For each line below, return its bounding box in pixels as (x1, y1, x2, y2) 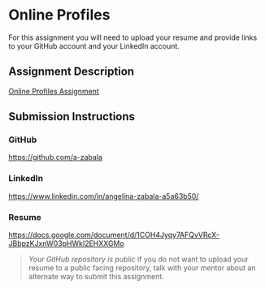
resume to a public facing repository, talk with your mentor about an (28, 263, 256, 273)
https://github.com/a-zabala (8, 153, 103, 162)
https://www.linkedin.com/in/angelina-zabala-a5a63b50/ (8, 191, 199, 201)
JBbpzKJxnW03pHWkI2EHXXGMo (8, 239, 124, 248)
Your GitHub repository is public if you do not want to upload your (28, 254, 250, 265)
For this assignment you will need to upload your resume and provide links (8, 32, 258, 42)
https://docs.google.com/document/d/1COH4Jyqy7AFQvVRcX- (8, 230, 219, 240)
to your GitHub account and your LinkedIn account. (8, 41, 180, 50)
